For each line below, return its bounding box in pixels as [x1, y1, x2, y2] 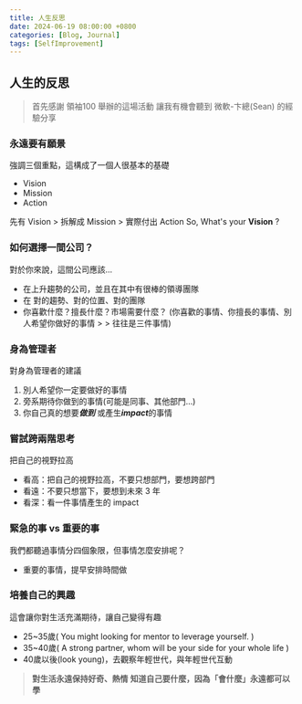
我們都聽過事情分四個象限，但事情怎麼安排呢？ [9, 544, 185, 555]
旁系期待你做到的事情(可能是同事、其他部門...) [22, 395, 196, 406]
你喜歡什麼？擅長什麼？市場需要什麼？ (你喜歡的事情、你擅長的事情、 [22, 306, 285, 317]
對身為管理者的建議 [9, 364, 82, 375]
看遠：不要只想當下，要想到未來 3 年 [22, 486, 161, 497]
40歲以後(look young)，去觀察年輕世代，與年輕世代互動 [22, 654, 233, 665]
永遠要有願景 [9, 137, 67, 150]
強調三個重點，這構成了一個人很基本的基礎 [9, 160, 170, 171]
